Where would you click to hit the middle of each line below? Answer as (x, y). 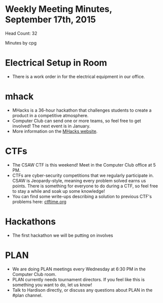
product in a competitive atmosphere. (50, 115)
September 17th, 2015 (50, 20)
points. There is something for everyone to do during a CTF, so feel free (85, 186)
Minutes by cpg (21, 43)
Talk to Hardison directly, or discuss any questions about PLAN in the (82, 290)
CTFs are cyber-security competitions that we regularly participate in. (83, 175)
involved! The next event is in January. (51, 126)
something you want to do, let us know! (52, 285)
